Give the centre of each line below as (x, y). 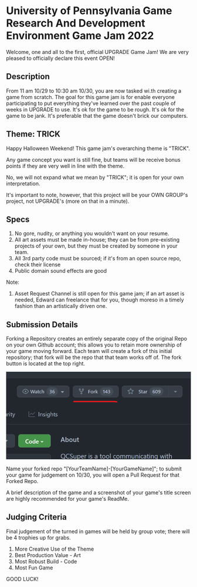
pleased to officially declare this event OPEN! (61, 58)
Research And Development (76, 23)
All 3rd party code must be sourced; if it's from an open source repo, (98, 259)
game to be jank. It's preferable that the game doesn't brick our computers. (97, 116)
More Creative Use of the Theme (54, 549)
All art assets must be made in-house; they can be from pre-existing (97, 240)
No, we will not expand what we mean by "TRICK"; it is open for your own (95, 177)
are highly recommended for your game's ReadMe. (68, 498)
